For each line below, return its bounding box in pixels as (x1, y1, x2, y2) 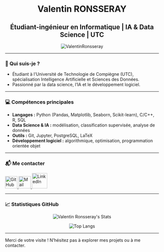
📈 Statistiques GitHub (5, 201, 59, 208)
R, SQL (12, 117, 26, 123)
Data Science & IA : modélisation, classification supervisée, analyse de (12, 122, 155, 128)
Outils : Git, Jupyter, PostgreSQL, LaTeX (12, 132, 93, 138)
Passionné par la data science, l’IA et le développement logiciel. (12, 82, 141, 87)
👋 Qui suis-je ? (5, 60, 40, 67)
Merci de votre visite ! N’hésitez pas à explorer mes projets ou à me (5, 237, 141, 243)
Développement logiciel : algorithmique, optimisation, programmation (12, 138, 153, 144)
